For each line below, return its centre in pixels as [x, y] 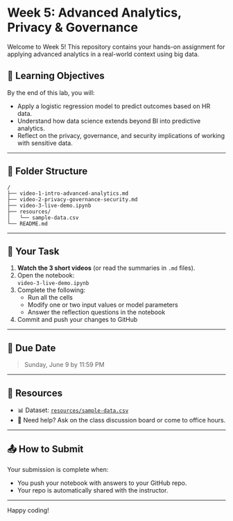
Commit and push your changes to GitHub [77, 320]
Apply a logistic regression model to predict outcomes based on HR [114, 106]
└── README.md [28, 223]
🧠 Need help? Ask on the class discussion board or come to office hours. [121, 420]
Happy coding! [28, 510]
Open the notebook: [46, 275]
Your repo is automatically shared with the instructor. [93, 490]
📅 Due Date [32, 348]
